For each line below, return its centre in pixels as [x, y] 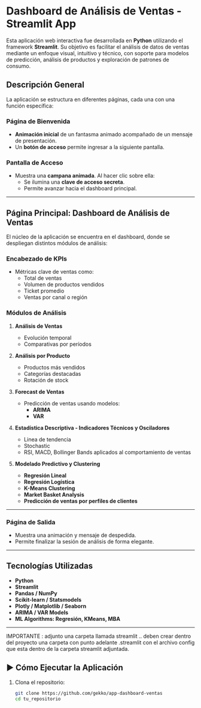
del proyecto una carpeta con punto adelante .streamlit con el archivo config [100, 642]
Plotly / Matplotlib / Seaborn [51, 606]
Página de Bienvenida [38, 121]
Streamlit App [41, 24]
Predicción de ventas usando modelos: [72, 403]
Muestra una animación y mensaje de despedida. [75, 535]
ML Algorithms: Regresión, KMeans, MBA [68, 619]
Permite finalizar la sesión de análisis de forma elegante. [84, 542]
